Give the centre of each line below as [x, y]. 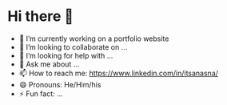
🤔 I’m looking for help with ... [66, 55]
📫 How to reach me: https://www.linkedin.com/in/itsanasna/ [119, 73]
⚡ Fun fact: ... [41, 93]
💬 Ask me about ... [49, 64]
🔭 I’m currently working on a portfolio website [94, 38]
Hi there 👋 [40, 16]
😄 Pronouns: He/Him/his [60, 84]
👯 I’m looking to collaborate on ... [73, 46]
